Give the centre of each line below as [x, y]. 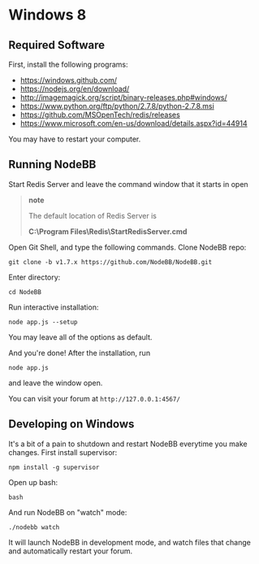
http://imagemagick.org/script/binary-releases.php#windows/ [123, 98]
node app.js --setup [43, 322]
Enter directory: [35, 277]
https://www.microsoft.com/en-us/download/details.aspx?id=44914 [134, 123]
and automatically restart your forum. [70, 551]
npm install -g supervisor [54, 467]
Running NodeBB [52, 165]
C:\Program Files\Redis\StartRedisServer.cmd [108, 231]
